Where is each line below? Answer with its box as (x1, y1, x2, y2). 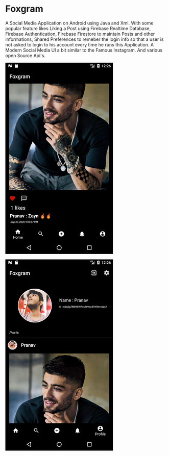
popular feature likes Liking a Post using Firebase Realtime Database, (5, 25, 151, 31)
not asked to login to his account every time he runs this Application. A (5, 41, 154, 47)
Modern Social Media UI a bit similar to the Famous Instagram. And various (5, 47, 162, 53)
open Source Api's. (5, 52, 46, 59)
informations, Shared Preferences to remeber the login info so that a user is (5, 36, 164, 42)
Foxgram (5, 3, 43, 15)
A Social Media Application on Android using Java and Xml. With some (5, 20, 154, 26)
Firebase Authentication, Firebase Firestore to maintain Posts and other (5, 31, 155, 37)
